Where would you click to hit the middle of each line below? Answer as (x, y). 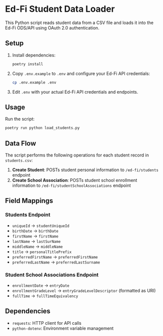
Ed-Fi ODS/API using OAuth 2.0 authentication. (52, 27)
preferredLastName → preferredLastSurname (56, 262)
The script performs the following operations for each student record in (77, 155)
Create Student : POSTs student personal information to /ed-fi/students (85, 170)
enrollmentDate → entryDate (41, 285)
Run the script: (20, 119)
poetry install (28, 64)
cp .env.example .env (34, 82)
